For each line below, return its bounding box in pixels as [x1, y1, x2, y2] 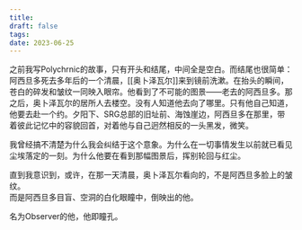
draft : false [9, 22, 58, 31]
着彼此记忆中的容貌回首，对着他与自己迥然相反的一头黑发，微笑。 [9, 120, 253, 131]
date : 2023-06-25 [9, 38, 75, 48]
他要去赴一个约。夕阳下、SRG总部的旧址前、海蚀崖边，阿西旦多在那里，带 [9, 109, 286, 119]
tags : [9, 30, 30, 39]
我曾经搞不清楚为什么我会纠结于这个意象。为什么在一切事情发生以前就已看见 [9, 139, 293, 150]
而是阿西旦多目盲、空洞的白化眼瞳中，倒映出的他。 [9, 192, 199, 203]
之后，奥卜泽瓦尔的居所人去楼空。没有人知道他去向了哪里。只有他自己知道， [9, 98, 293, 109]
